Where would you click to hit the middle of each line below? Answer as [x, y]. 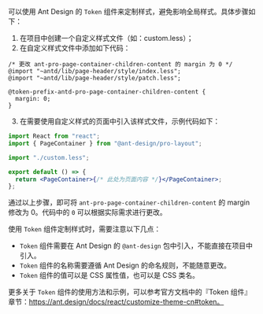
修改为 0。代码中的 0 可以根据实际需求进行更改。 [87, 212]
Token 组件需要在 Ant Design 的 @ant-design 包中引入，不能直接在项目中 [136, 246]
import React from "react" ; [54, 136]
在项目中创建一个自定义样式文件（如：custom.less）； [106, 38]
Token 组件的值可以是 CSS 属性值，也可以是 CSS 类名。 [109, 275]
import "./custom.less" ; [49, 157]
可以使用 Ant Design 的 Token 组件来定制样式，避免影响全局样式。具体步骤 [128, 11]
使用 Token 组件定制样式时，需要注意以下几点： [85, 229]
